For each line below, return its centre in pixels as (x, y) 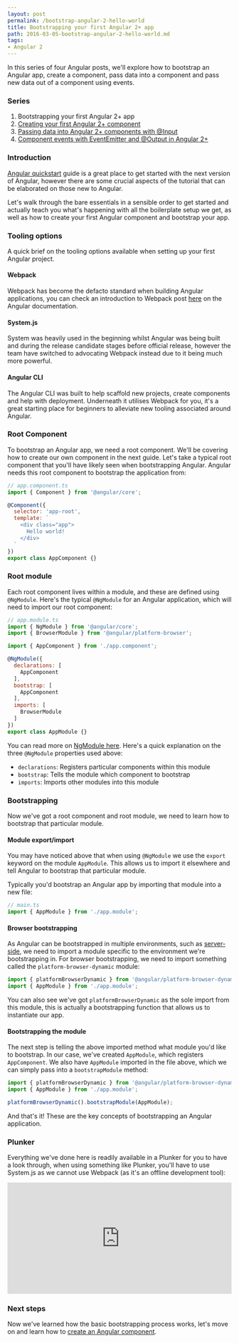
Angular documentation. (43, 306)
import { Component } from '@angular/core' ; (74, 492)
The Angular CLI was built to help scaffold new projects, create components (119, 393)
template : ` (32, 518)
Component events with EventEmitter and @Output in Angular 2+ (113, 139)
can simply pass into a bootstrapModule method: (78, 1070)
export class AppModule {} (47, 732)
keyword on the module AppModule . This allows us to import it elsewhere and (119, 864)
